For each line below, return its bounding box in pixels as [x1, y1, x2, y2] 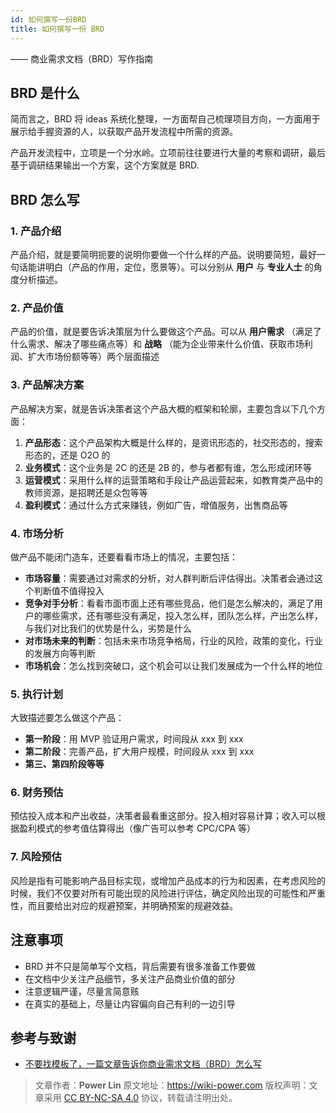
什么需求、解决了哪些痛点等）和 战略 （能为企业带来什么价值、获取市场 [10, 338, 305, 350]
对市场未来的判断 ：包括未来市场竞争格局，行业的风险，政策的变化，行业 [24, 634, 323, 646]
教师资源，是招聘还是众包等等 [24, 486, 148, 498]
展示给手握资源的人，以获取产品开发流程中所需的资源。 [10, 126, 238, 138]
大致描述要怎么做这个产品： [10, 712, 125, 724]
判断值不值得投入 [33, 584, 105, 596]
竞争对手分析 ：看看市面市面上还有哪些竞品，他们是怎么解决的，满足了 [24, 597, 315, 609]
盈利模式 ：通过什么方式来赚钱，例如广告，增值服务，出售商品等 [24, 499, 288, 511]
